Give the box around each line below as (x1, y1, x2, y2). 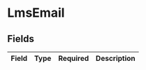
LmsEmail (7, 5, 65, 21)
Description (95, 54, 136, 63)
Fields (7, 33, 35, 45)
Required (58, 54, 89, 63)
